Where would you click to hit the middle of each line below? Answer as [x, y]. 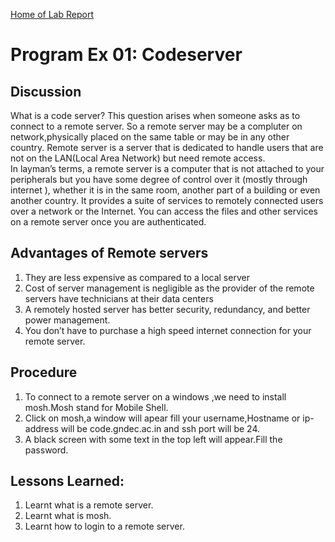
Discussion [46, 91]
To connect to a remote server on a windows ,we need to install [155, 396]
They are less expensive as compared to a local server [137, 277]
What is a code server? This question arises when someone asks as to [155, 115]
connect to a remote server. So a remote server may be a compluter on [156, 126]
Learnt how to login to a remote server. [104, 526]
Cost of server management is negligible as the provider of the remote [169, 288]
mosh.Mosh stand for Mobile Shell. [96, 407]
